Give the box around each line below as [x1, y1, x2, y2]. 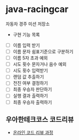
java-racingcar [5, 4, 69, 15]
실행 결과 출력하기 [12, 93, 48, 99]
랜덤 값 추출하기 [12, 74, 44, 80]
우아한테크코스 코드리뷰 [5, 115, 74, 124]
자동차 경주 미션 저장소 [5, 21, 50, 27]
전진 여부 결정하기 [12, 80, 48, 86]
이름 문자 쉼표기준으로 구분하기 [12, 49, 73, 54]
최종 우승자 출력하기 [12, 99, 52, 105]
